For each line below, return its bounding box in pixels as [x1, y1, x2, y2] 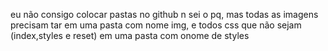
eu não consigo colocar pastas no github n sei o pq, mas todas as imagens [10, 9, 319, 20]
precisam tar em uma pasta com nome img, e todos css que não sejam [10, 19, 302, 31]
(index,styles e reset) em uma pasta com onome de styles [10, 30, 250, 41]
